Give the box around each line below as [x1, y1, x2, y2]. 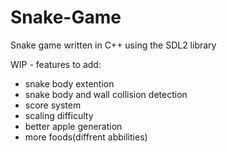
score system [24, 99, 82, 111]
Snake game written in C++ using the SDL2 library [10, 39, 217, 51]
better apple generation [24, 120, 123, 132]
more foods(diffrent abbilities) [24, 131, 148, 143]
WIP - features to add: [10, 58, 102, 70]
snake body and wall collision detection [24, 88, 188, 100]
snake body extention [24, 77, 115, 90]
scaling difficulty [24, 109, 94, 121]
